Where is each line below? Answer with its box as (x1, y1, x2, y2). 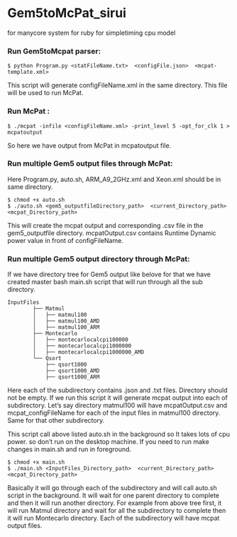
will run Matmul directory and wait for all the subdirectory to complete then (7, 506, 226, 515)
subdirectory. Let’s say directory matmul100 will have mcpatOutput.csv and (7, 401, 228, 410)
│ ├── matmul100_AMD (33, 318, 100, 325)
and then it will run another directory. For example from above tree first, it (7, 499, 222, 507)
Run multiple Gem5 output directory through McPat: (7, 254, 190, 264)
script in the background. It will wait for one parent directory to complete (7, 492, 220, 500)
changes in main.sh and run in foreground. (7, 445, 132, 454)
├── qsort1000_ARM (45, 374, 100, 381)
